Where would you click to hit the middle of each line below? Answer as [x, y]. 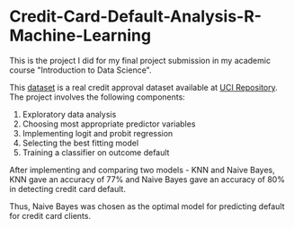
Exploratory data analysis [69, 114]
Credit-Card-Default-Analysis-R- [136, 17]
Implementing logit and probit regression [98, 133]
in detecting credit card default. [67, 189]
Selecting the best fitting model [80, 143]
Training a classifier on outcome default [96, 152]
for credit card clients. [50, 215]
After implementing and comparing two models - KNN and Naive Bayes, [143, 170]
